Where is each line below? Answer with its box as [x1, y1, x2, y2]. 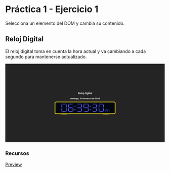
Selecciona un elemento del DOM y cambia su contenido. [5, 20, 125, 26]
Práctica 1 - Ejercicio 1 [5, 4, 99, 15]
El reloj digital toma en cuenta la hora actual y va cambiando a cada [5, 48, 146, 54]
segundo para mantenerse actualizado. [5, 53, 87, 60]
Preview [5, 161, 22, 167]
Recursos [5, 150, 29, 157]
